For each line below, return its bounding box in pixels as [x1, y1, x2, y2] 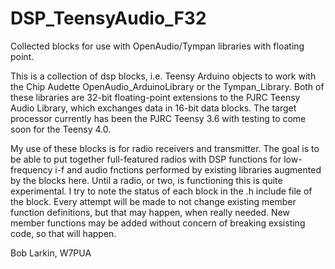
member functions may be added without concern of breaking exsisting [10, 217, 306, 229]
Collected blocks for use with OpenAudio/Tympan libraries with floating [10, 40, 305, 52]
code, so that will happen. [10, 227, 117, 239]
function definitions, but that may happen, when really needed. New [10, 206, 291, 218]
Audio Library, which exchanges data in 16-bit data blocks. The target [10, 102, 297, 114]
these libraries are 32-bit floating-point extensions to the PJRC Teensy [10, 91, 301, 103]
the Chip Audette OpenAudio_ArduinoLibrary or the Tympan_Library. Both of [10, 80, 325, 92]
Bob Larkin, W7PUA [10, 247, 92, 259]
